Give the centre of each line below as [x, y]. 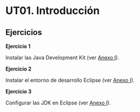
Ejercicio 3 [18, 91]
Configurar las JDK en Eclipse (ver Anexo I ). [58, 103]
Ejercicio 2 [18, 69]
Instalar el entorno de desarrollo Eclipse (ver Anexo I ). [70, 80]
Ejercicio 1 [18, 46]
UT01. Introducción [52, 11]
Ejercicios [24, 32]
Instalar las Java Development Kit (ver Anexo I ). [62, 57]
